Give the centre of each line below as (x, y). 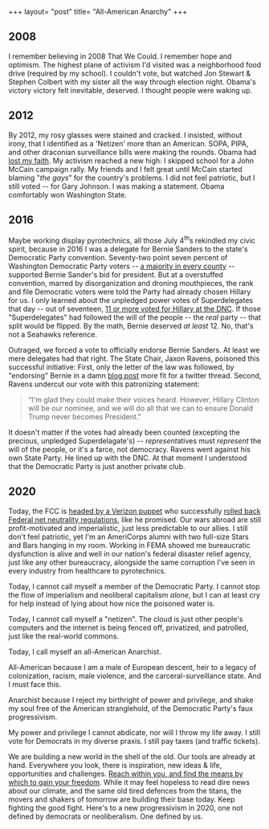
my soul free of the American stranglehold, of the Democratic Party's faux (131, 708)
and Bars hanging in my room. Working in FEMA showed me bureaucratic (129, 545)
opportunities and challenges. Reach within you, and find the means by (126, 774)
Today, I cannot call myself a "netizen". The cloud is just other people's (126, 619)
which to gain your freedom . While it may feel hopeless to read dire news (129, 782)
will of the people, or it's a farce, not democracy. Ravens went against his (129, 450)
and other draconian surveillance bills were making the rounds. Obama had (132, 152)
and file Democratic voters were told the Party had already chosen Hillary (130, 292)
